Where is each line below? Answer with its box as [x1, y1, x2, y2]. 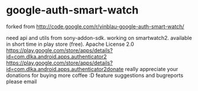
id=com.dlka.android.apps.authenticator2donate [6, 65, 124, 72]
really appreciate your [125, 65, 178, 72]
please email [6, 77, 37, 85]
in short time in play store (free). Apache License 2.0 [6, 41, 134, 48]
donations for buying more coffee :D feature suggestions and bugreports [6, 72, 184, 79]
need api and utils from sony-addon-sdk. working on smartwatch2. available [6, 34, 192, 41]
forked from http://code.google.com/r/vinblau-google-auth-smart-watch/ [6, 23, 184, 30]
